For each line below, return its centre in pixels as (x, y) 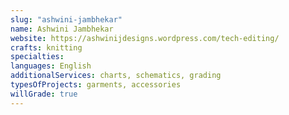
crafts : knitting (46, 47)
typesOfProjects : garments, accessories (96, 85)
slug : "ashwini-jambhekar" (66, 19)
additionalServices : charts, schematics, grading (116, 76)
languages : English (51, 66)
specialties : (37, 57)
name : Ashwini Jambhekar (62, 29)
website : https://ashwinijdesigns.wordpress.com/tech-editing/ (145, 38)
